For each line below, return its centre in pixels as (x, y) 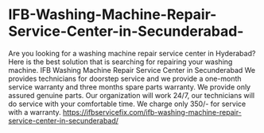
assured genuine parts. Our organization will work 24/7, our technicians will (132, 95)
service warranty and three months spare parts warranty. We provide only (130, 87)
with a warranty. (35, 112)
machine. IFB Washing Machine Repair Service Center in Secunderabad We (132, 70)
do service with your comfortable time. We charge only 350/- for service (127, 104)
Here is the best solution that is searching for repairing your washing (120, 62)
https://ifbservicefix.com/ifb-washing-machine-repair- (152, 112)
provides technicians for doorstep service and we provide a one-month (125, 78)
